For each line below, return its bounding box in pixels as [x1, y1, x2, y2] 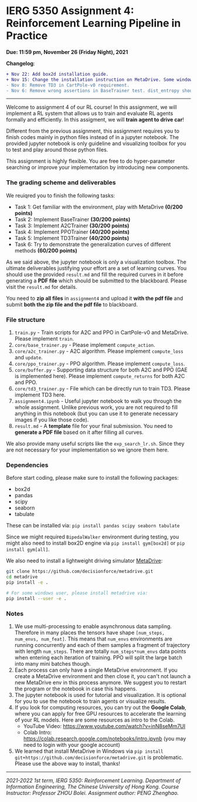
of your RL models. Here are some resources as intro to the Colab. [14, 716, 175, 723]
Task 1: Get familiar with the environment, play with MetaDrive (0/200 [14, 203, 183, 210]
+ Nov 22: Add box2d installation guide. [6, 71, 109, 77]
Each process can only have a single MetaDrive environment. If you [14, 666, 178, 673]
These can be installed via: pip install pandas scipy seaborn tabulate [6, 522, 180, 529]
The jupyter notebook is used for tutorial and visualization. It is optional [14, 692, 186, 698]
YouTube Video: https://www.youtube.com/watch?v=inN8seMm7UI [23, 723, 186, 729]
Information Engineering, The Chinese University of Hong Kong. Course [6, 783, 179, 790]
